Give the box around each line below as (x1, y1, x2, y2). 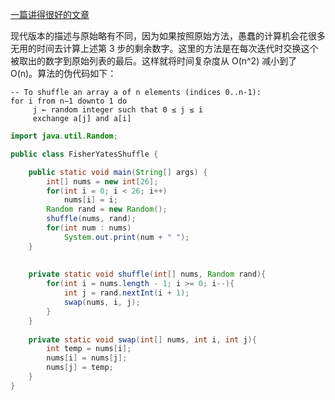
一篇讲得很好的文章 (10, 9, 90, 20)
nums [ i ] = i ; (63, 195, 118, 205)
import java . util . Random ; (10, 131, 118, 141)
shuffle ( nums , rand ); (46, 214, 137, 224)
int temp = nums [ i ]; (46, 344, 132, 354)
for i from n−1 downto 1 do (10, 96, 128, 106)
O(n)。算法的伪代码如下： (10, 68, 117, 79)
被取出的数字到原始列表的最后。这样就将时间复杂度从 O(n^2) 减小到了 (10, 55, 298, 67)
